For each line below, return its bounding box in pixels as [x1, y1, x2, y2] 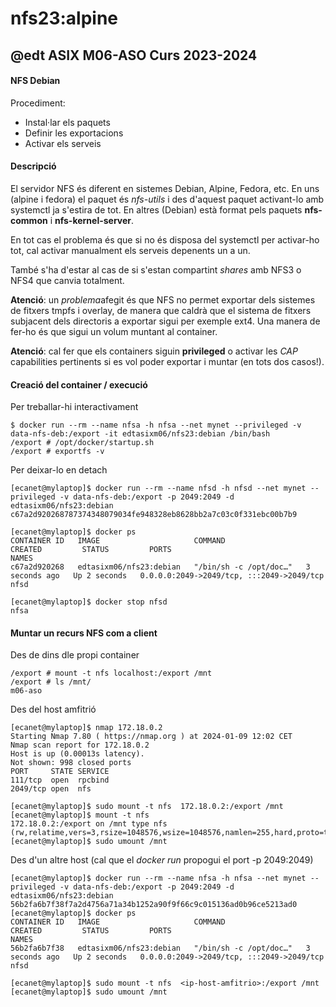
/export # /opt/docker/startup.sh [10, 438, 155, 448]
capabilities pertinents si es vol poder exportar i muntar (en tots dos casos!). [10, 355, 325, 367]
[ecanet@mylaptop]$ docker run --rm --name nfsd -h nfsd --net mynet [10, 483, 307, 494]
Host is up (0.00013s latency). [10, 749, 145, 759]
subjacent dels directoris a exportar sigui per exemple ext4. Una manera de [10, 315, 321, 327]
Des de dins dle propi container [10, 649, 140, 661]
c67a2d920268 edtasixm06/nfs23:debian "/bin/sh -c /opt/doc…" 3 [10, 562, 311, 572]
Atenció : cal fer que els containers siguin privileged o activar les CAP [10, 345, 298, 357]
